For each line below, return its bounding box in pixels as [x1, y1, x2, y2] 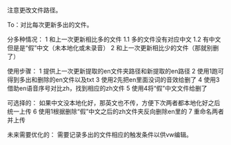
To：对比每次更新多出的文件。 [7, 21, 93, 29]
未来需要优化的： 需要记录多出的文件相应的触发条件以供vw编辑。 [7, 131, 193, 139]
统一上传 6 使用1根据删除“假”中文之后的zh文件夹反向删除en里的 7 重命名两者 [7, 107, 224, 115]
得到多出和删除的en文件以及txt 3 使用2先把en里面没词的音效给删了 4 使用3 [7, 76, 220, 84]
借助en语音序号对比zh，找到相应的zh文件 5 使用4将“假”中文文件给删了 [7, 85, 208, 92]
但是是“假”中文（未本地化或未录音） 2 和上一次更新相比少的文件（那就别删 [7, 44, 219, 52]
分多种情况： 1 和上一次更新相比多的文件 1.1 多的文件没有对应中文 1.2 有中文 [7, 35, 221, 43]
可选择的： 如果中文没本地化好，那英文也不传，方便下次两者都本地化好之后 [7, 99, 221, 107]
